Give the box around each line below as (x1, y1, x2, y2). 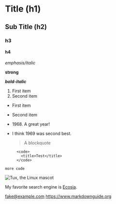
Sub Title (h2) (5, 23, 47, 31)
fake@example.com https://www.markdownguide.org (5, 193, 112, 199)
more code (5, 166, 25, 171)
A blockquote (24, 140, 51, 146)
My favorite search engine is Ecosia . (5, 184, 77, 189)
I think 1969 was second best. (12, 131, 72, 136)
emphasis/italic (5, 59, 36, 66)
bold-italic (5, 78, 27, 84)
